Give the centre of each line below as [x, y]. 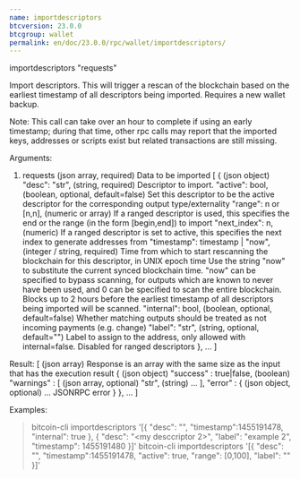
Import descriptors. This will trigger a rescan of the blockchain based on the [150, 85]
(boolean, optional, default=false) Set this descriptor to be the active [148, 194]
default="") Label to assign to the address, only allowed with [134, 338]
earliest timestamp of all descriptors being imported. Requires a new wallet [147, 95]
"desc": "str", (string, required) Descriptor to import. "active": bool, [145, 185]
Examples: [28, 410]
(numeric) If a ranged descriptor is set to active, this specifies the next [152, 233]
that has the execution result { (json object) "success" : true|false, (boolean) [150, 373]
